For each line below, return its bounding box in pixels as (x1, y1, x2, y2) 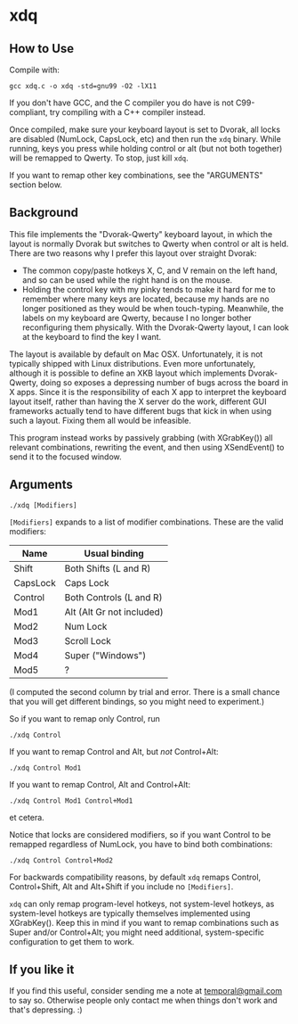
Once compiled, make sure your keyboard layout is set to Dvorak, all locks (9, 124, 281, 135)
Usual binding (84, 547, 144, 559)
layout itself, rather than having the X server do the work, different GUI (9, 396, 267, 407)
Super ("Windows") (64, 648, 147, 661)
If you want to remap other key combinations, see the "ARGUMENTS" (9, 170, 263, 180)
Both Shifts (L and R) (64, 562, 151, 574)
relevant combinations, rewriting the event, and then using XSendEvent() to (9, 442, 285, 452)
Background (9, 205, 78, 220)
